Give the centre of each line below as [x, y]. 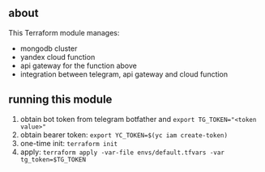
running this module [60, 100]
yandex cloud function [58, 57]
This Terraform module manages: [64, 32]
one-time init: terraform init [69, 143]
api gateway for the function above [79, 65]
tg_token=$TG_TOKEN [53, 159]
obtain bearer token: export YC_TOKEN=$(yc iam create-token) [124, 134]
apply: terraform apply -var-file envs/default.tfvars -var [122, 152]
